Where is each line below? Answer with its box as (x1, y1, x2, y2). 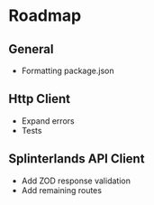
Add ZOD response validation (21, 175, 131, 186)
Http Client (8, 91, 71, 107)
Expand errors (21, 115, 75, 126)
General (8, 42, 55, 57)
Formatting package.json (21, 65, 114, 76)
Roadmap (8, 5, 82, 26)
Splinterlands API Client (8, 151, 145, 167)
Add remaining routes (21, 184, 103, 195)
